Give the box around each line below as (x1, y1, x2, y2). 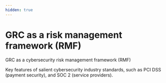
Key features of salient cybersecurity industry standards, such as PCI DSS (5, 66, 161, 72)
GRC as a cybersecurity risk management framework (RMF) (5, 57, 131, 63)
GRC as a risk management (5, 29, 123, 40)
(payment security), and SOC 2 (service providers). (5, 72, 113, 78)
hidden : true (5, 7, 33, 13)
